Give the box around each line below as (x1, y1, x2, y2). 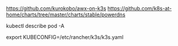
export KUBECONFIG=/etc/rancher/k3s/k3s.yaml (6, 34, 124, 40)
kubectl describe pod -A (6, 23, 65, 29)
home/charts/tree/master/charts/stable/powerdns (6, 11, 125, 18)
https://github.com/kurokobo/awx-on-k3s (6, 5, 107, 12)
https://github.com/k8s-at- (107, 5, 172, 12)
